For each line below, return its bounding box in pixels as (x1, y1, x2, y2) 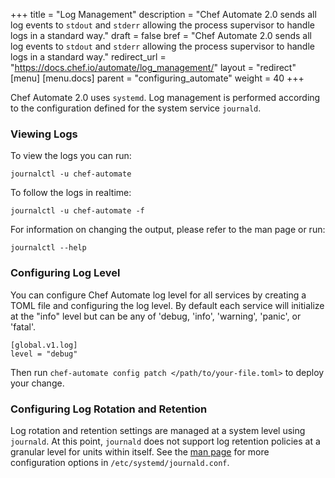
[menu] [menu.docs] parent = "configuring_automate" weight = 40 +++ (10, 72, 305, 84)
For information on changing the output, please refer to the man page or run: (10, 224, 326, 236)
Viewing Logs (10, 127, 78, 141)
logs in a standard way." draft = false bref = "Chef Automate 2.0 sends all (10, 30, 312, 41)
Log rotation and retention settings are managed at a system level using (10, 424, 306, 436)
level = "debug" (10, 349, 78, 359)
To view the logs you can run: (10, 150, 132, 162)
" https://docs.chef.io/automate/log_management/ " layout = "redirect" (10, 62, 297, 73)
